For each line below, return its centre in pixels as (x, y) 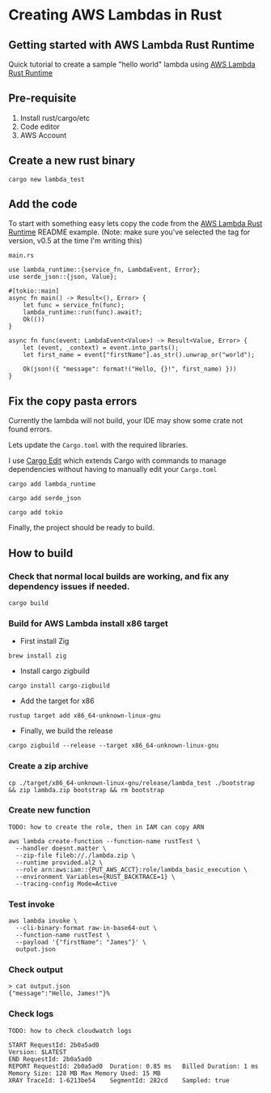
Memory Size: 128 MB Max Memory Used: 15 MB (85, 1073)
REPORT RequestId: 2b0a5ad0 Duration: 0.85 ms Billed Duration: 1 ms (133, 1066)
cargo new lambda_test (47, 179)
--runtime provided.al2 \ (59, 862)
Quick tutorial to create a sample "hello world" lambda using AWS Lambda (132, 64)
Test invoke (32, 904)
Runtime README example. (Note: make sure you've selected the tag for (129, 232)
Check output (36, 970)
